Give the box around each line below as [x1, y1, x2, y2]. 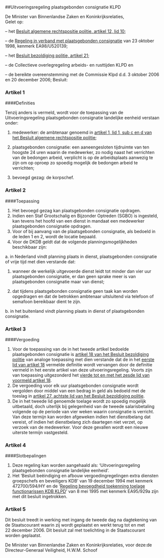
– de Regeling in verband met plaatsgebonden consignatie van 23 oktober [5, 38, 154, 44]
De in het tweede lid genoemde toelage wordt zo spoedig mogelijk [12, 398, 146, 404]
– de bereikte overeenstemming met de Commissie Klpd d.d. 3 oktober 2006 [5, 72, 160, 77]
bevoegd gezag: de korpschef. [12, 175, 74, 180]
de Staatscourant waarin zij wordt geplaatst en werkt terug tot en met [5, 522, 145, 528]
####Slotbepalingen [5, 453, 47, 459]
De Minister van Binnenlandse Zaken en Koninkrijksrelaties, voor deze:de [5, 542, 152, 548]
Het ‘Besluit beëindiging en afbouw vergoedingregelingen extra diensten [12, 473, 159, 479]
